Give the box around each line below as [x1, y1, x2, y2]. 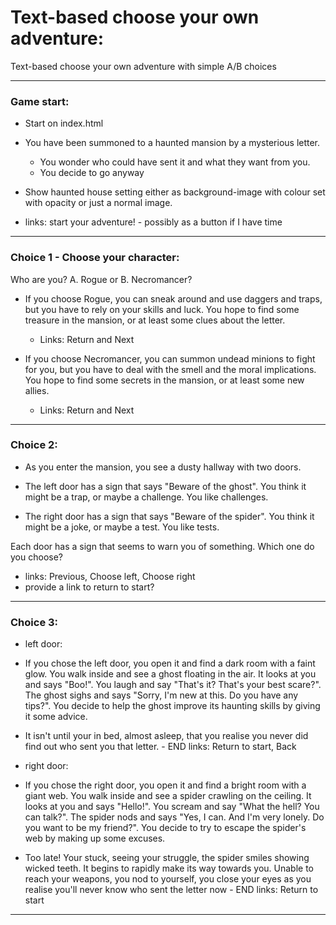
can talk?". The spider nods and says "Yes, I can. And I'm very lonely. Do [24, 811, 325, 823]
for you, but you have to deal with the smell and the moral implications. [24, 363, 317, 375]
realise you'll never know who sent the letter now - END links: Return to [24, 884, 319, 896]
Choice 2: [10, 438, 58, 452]
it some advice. [24, 711, 88, 723]
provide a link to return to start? [24, 581, 155, 593]
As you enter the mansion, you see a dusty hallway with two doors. [24, 461, 302, 473]
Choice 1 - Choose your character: [10, 251, 180, 265]
